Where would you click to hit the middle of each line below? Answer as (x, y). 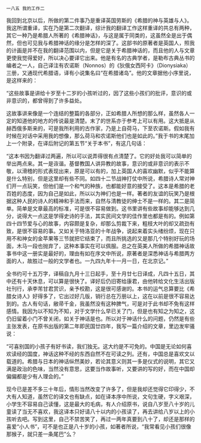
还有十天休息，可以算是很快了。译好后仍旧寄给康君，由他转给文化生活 (98, 281)
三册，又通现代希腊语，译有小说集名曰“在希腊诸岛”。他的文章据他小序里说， (100, 73)
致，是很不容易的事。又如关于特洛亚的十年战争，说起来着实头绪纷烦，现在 (98, 231)
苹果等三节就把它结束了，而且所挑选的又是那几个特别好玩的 (116, 238)
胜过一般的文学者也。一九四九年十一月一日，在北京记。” (100, 261)
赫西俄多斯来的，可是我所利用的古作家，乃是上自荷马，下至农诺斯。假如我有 (100, 128)
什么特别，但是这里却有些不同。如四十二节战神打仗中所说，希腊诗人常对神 (103, 178)
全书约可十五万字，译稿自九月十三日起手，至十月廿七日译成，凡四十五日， (98, 274)
